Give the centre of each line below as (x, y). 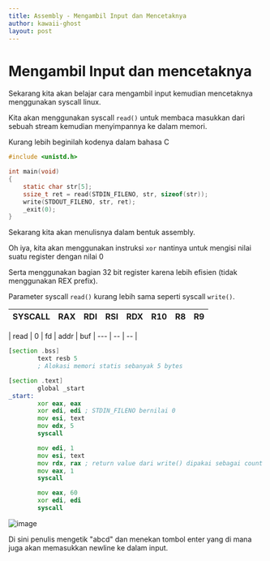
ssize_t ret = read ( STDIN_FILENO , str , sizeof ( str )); (116, 194)
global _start (61, 388)
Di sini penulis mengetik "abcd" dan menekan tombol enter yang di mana (130, 539)
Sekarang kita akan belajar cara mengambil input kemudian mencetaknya (131, 93)
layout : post (30, 31)
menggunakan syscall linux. (55, 102)
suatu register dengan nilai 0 (56, 257)
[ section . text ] (36, 381)
